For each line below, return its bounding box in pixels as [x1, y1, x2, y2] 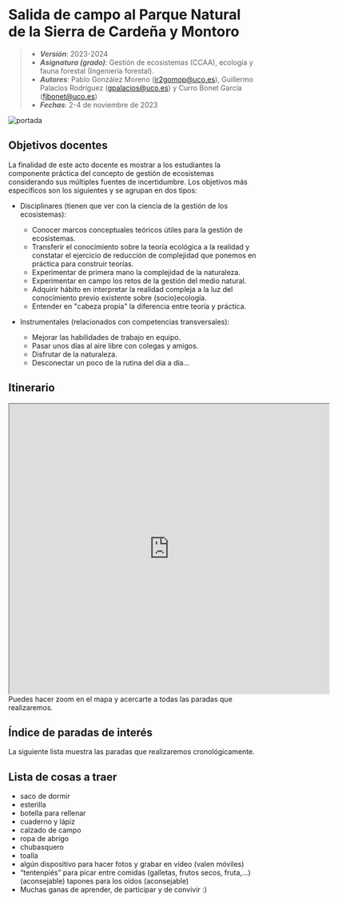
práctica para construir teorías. [31, 258, 134, 269]
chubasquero [19, 842, 64, 852]
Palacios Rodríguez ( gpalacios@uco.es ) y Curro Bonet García [39, 82, 242, 93]
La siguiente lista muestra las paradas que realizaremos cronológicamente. [8, 747, 256, 756]
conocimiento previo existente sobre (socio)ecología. [31, 293, 208, 302]
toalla [19, 851, 38, 860]
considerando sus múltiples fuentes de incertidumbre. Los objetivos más [8, 177, 248, 186]
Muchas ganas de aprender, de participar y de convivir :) [19, 885, 208, 895]
